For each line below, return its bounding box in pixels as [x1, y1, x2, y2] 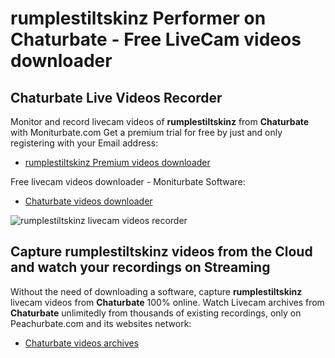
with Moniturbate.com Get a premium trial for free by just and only [10, 127, 283, 138]
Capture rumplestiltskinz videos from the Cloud [10, 243, 313, 261]
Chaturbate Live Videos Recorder [10, 89, 223, 106]
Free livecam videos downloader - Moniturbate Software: [10, 176, 246, 187]
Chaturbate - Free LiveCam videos [10, 28, 302, 51]
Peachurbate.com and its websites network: [10, 317, 192, 329]
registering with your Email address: [10, 137, 159, 149]
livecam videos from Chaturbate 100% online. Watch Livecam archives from [10, 296, 325, 308]
